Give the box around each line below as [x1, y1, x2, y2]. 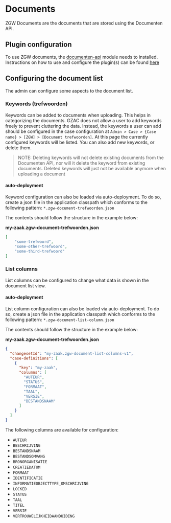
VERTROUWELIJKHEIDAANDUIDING [12, 513, 75, 519]
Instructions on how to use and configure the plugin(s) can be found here [5, 59, 160, 65]
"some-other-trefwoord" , [14, 244, 67, 249]
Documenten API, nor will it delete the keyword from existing [17, 160, 145, 166]
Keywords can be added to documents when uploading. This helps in [5, 112, 151, 118]
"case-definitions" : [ [10, 356, 58, 361]
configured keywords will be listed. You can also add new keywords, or [5, 139, 155, 145]
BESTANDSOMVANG [12, 453, 45, 459]
